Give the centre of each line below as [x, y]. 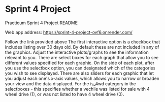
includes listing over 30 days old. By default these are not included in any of [82, 47]
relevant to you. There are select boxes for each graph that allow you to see [82, 57]
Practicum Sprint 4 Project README [41, 23]
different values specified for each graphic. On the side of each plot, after [80, 63]
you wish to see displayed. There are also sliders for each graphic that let [80, 73]
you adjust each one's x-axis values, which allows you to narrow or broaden [82, 78]
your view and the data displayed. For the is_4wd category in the [71, 84]
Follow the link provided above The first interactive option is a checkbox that [82, 42]
